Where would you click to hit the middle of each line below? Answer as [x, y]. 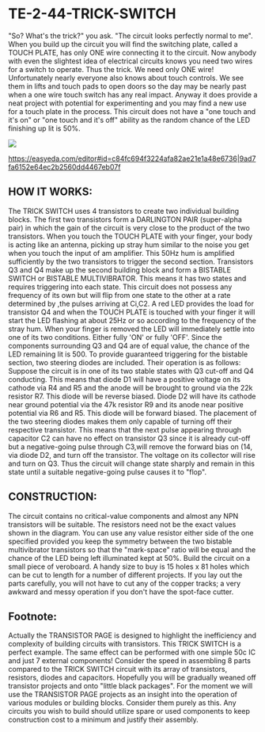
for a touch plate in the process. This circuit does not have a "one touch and [132, 111]
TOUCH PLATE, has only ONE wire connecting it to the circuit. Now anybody [132, 52]
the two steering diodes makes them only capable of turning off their [120, 421]
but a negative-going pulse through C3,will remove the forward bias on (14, [131, 446]
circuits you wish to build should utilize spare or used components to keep [129, 711]
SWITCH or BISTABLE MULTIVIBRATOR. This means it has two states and [127, 278]
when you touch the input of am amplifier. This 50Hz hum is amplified [121, 253]
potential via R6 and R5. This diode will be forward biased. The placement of [132, 413]
